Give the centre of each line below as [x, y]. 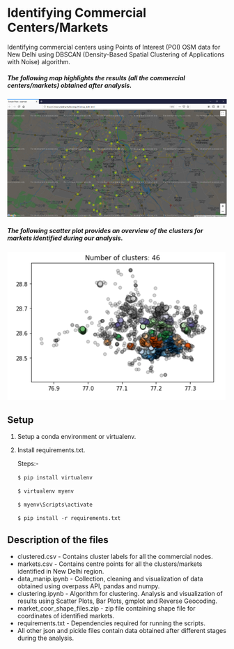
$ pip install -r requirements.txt [69, 519]
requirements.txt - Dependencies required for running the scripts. [111, 623]
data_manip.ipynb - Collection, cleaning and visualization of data [110, 579]
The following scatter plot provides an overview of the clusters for [105, 230]
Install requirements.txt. [51, 450]
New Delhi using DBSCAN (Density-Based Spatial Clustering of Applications [116, 54]
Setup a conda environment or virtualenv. [77, 437]
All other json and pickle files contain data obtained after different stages [122, 630]
